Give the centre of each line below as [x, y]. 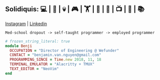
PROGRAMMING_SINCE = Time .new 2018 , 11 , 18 [55, 60]
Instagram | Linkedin [26, 23]
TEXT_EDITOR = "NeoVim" [34, 69]
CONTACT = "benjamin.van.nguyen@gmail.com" [55, 55]
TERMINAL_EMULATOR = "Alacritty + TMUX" [52, 64]
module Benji [19, 46]
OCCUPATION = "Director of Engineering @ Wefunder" [65, 50]
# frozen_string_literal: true [38, 41]
